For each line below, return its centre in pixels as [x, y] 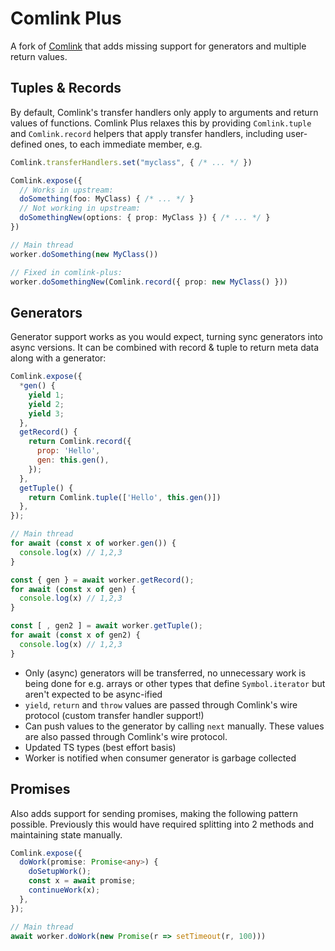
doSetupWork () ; [60, 872]
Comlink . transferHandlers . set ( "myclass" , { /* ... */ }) [131, 162]
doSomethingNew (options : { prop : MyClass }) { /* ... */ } [145, 218]
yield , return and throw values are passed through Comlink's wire [161, 704]
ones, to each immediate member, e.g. [123, 144]
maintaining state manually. [66, 834]
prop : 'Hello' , [68, 451]
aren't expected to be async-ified [93, 694]
